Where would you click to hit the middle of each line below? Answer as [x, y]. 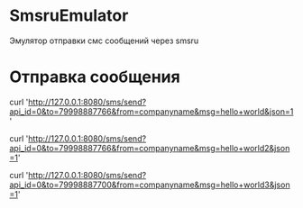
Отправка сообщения [95, 77]
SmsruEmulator [69, 16]
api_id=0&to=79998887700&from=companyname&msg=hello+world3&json [150, 185]
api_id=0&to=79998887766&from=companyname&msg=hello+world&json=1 [151, 111]
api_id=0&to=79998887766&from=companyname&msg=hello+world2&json [150, 148]
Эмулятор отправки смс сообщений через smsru [104, 41]
